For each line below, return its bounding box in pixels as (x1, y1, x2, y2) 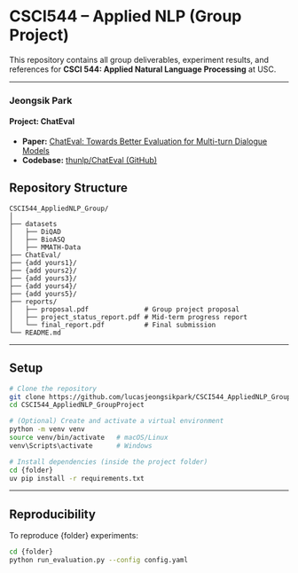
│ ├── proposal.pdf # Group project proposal (9, 304, 240, 314)
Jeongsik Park (9, 94, 73, 106)
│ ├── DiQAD (9, 227, 62, 236)
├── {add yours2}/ (9, 266, 77, 275)
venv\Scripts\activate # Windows (9, 441, 153, 450)
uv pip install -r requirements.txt (9, 474, 145, 483)
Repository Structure (9, 180, 129, 196)
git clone (9, 392, 46, 401)
